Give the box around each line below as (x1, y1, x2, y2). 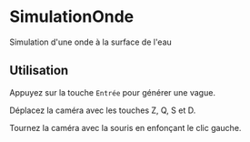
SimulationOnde (9, 6, 135, 27)
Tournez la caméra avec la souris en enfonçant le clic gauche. (9, 122, 242, 133)
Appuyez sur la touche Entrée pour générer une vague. (9, 86, 216, 97)
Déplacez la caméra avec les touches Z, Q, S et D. (9, 105, 196, 116)
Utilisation (9, 63, 69, 78)
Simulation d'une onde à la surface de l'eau (9, 36, 173, 47)
